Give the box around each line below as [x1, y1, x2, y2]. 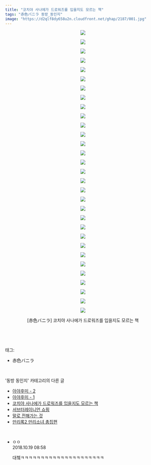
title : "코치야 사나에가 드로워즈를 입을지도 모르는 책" [5, 7, 104, 12]
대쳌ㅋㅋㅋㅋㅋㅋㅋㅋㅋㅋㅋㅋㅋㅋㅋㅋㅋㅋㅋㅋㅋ [12, 455, 105, 461]
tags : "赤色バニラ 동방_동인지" [5, 12, 63, 17]
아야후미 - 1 [12, 394, 35, 400]
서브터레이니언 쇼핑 [12, 407, 50, 413]
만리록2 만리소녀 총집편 [12, 419, 58, 425]
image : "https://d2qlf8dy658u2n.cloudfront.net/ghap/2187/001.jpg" [5, 16, 147, 21]
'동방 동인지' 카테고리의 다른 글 [5, 378, 65, 384]
